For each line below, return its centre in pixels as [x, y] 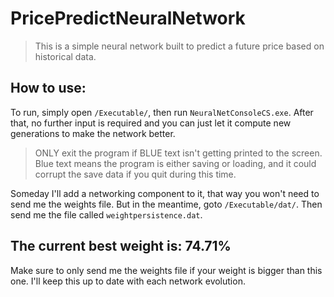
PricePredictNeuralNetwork [128, 18]
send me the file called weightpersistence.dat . [106, 214]
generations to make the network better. [93, 133]
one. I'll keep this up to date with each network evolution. [128, 281]
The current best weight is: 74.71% [121, 246]
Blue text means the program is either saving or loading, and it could [175, 163]
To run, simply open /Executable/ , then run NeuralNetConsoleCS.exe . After [162, 112]
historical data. [65, 56]
